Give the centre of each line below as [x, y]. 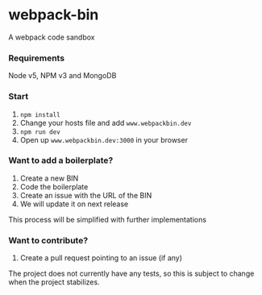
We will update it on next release [74, 204]
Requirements [37, 58]
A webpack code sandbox [52, 37]
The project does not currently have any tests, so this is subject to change [131, 274]
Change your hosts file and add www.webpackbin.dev [106, 123]
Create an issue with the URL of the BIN [86, 195]
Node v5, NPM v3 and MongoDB [62, 76]
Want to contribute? [48, 240]
